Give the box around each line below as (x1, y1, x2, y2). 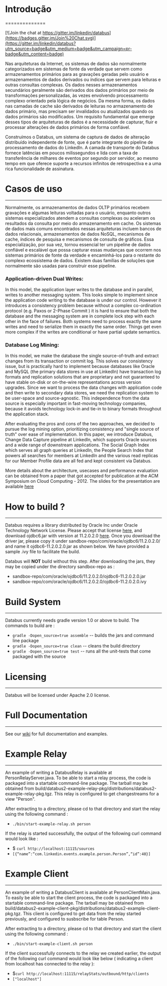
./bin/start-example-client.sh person (12, 942, 93, 947)
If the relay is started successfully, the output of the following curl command (5, 830, 162, 837)
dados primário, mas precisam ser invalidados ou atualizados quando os (5, 108, 154, 114)
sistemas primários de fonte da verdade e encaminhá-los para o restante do (5, 252, 161, 258)
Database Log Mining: (5, 341, 60, 348)
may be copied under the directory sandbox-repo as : (5, 564, 115, 570)
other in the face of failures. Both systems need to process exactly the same (5, 319, 162, 325)
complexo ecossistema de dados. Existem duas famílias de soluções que (5, 257, 155, 263)
